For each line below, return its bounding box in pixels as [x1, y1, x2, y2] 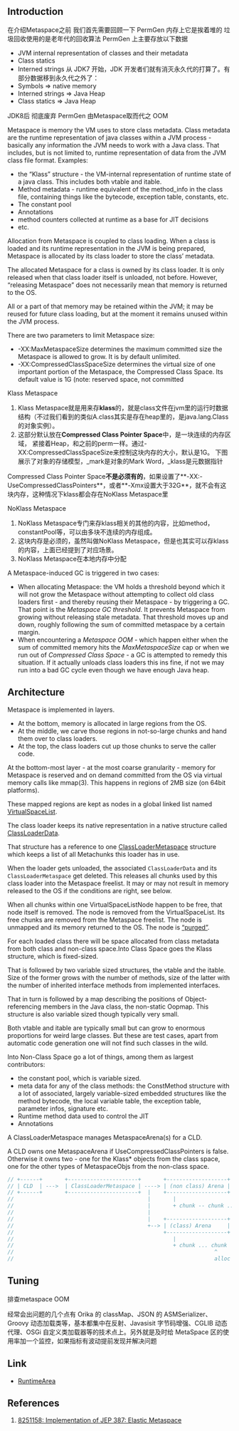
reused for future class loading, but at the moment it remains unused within [7, 309, 228, 318]
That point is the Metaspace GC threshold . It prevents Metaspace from [17, 605, 225, 613]
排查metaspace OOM [7, 1294, 70, 1303]
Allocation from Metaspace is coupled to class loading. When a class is [7, 236, 216, 245]
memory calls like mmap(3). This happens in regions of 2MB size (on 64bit [7, 778, 226, 786]
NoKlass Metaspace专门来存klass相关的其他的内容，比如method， [17, 519, 214, 527]
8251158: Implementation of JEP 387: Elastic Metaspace [17, 1416, 182, 1425]
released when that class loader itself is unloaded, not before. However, [7, 273, 218, 281]
